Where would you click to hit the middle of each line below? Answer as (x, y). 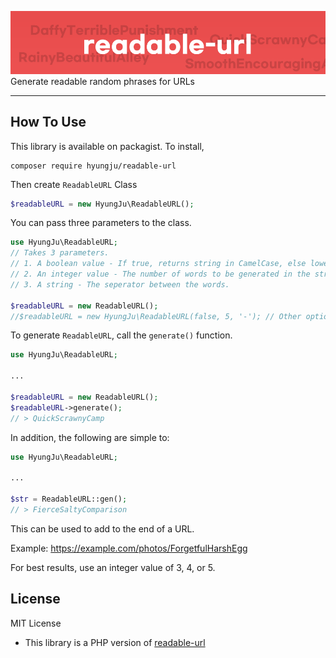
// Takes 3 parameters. (60, 253)
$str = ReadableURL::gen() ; (69, 499)
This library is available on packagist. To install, (107, 146)
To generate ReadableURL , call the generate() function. (121, 335)
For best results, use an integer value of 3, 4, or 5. (113, 567)
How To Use (48, 122)
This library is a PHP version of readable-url (115, 642)
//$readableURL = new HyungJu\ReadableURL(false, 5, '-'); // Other (156, 316)
